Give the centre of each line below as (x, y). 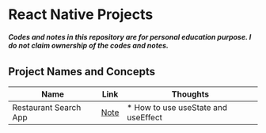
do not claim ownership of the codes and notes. (88, 45)
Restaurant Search (47, 107)
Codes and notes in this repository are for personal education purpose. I (130, 36)
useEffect (144, 117)
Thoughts (190, 94)
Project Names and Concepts (82, 72)
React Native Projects (81, 15)
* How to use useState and (177, 107)
